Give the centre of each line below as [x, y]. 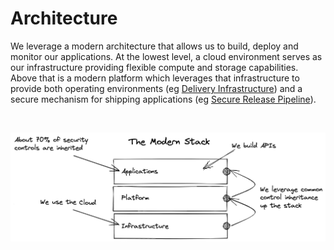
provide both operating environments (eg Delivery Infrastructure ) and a [156, 88]
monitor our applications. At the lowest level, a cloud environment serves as [166, 56]
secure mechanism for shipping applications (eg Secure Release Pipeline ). [163, 99]
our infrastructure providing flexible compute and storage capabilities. [154, 67]
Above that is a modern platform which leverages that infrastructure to [155, 78]
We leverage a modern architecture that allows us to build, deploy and [154, 46]
